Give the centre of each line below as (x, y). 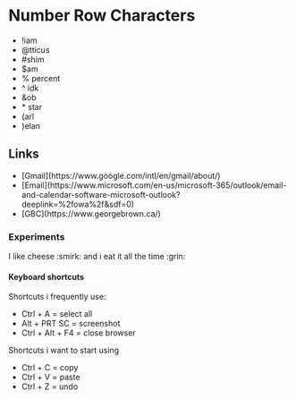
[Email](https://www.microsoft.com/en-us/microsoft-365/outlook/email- (154, 185)
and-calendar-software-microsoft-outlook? (101, 194)
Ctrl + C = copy (50, 368)
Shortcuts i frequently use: (57, 297)
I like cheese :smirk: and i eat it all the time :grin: (97, 257)
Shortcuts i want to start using (64, 351)
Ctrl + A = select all (57, 314)
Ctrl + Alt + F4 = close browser (78, 333)
